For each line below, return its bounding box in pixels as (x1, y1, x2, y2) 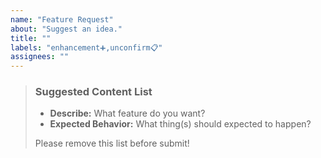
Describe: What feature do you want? (49, 107, 206, 120)
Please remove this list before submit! (34, 137, 190, 150)
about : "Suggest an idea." (10, 24, 123, 34)
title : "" (10, 33, 52, 43)
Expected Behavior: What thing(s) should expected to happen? (49, 118, 312, 130)
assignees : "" (10, 52, 70, 62)
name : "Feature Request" (10, 14, 114, 25)
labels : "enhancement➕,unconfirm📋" (10, 42, 163, 53)
